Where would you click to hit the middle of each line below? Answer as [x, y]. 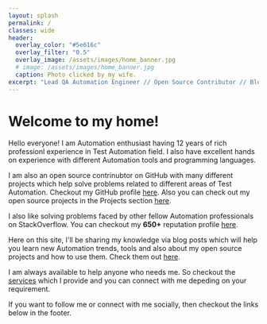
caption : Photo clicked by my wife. [76, 75]
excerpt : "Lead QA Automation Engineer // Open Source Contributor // [128, 82]
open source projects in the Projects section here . [90, 201]
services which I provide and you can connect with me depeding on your [128, 281]
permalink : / [30, 23]
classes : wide [32, 30]
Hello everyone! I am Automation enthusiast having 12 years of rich [118, 143]
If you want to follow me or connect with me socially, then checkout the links [133, 305]
